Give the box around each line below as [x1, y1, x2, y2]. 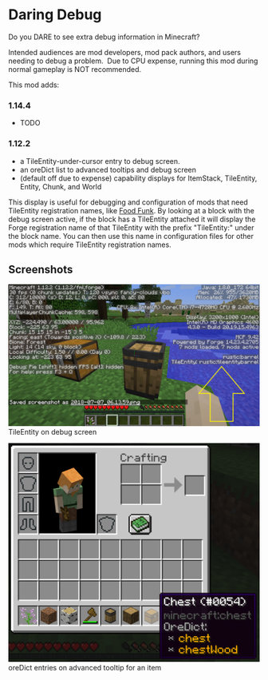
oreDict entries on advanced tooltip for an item [8, 663, 162, 673]
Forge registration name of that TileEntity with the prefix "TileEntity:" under [8, 222, 254, 233]
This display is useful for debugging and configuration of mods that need [8, 197, 249, 207]
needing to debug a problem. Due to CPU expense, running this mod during [8, 56, 258, 66]
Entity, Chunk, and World [19, 181, 102, 191]
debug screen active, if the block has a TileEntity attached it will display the [8, 214, 256, 224]
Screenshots [8, 262, 73, 276]
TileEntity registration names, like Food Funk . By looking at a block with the [8, 205, 255, 215]
